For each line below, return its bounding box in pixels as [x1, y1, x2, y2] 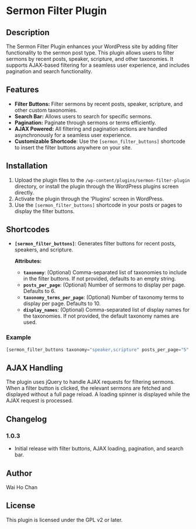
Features [6, 85, 39, 95]
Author [6, 468, 32, 478]
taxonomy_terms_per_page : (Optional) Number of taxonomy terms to [23, 294, 184, 301]
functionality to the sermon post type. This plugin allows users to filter [6, 49, 174, 56]
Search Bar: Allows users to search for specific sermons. [14, 112, 153, 120]
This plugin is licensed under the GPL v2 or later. [6, 516, 123, 523]
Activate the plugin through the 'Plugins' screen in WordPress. [14, 195, 164, 202]
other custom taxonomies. [14, 107, 78, 114]
